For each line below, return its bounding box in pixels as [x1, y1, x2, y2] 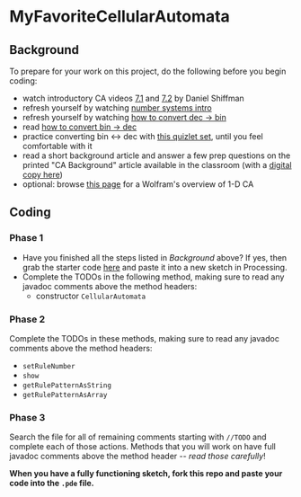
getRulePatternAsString [22, 380, 112, 390]
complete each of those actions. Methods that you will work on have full [9, 441, 276, 452]
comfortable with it [22, 141, 93, 151]
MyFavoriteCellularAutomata [9, 6, 231, 27]
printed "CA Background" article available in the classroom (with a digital [22, 160, 292, 170]
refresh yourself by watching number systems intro [22, 102, 213, 113]
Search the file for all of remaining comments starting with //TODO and [9, 431, 267, 442]
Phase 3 [9, 411, 46, 423]
